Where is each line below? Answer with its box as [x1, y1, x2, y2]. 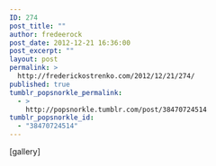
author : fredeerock [9, 30, 83, 39]
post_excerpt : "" [9, 47, 75, 56]
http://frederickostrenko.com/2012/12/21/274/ [17, 72, 195, 81]
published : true [9, 80, 70, 89]
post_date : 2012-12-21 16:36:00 [9, 38, 130, 48]
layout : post [9, 55, 58, 64]
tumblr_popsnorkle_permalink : [9, 88, 123, 97]
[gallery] [9, 146, 40, 157]
